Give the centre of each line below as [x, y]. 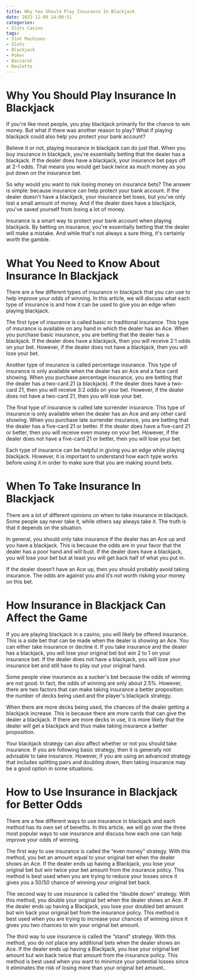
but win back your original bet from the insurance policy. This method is [93, 913]
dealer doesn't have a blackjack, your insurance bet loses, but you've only [96, 197]
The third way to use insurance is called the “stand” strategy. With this [91, 936]
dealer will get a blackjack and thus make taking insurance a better [87, 726]
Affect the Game [47, 618]
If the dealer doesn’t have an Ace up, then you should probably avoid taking [98, 569]
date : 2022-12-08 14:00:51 [39, 17]
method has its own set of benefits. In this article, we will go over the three [96, 828]
